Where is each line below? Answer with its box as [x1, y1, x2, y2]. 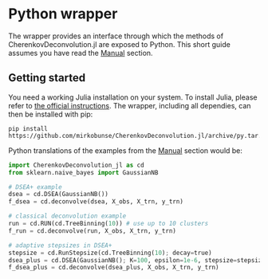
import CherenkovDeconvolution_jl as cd [8, 161, 145, 169]
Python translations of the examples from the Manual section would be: [8, 145, 243, 155]
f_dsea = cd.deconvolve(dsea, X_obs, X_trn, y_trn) [8, 198, 183, 206]
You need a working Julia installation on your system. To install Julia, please [8, 92, 258, 102]
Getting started [8, 71, 86, 84]
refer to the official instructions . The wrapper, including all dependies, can [8, 100, 251, 110]
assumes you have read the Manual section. [8, 48, 153, 57]
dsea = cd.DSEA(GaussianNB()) [8, 191, 109, 198]
